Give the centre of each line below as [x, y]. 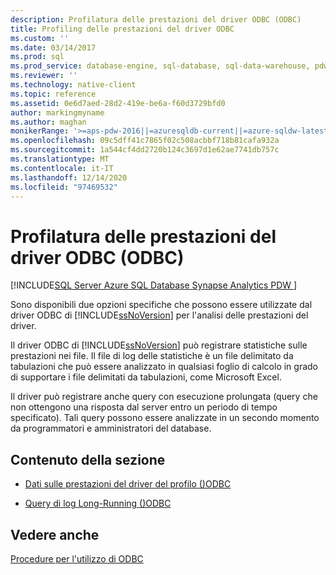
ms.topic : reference [53, 94]
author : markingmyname [57, 112]
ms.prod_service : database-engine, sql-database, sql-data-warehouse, [160, 66]
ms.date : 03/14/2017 [53, 47]
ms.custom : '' [40, 38]
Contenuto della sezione [88, 459]
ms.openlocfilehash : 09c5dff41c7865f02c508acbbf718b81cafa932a [145, 141]
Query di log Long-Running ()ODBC [98, 503]
